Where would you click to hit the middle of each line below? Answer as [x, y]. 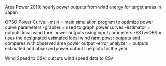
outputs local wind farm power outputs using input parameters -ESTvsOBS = [83, 33]
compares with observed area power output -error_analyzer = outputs [77, 43]
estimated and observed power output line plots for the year [66, 48]
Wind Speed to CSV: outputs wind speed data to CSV [59, 58]
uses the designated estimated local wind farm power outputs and [73, 38]
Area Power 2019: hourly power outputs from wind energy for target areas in [83, 7]
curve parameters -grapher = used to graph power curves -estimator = [78, 27]
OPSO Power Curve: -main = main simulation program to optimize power [79, 22]
